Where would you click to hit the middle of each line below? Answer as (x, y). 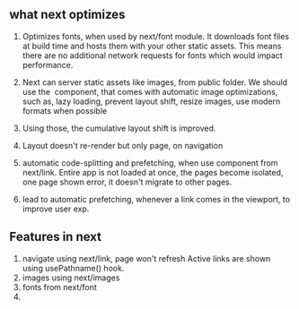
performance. (48, 64)
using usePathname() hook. (73, 268)
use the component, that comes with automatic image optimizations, (150, 91)
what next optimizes (67, 15)
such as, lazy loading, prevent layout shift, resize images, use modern (151, 101)
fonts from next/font (59, 287)
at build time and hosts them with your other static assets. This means (152, 46)
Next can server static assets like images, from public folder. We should (155, 82)
